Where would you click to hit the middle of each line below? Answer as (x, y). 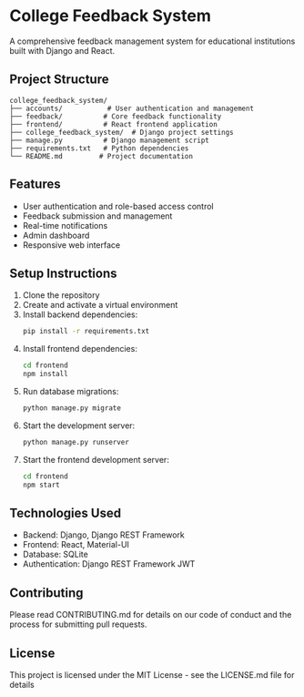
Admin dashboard (56, 235)
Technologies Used (65, 512)
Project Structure (59, 80)
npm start (41, 485)
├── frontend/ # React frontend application (114, 124)
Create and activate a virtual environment (100, 305)
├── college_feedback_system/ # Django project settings (122, 132)
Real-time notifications (65, 225)
